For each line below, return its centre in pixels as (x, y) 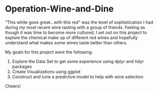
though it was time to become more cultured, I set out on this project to (76, 32)
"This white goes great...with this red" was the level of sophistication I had (79, 22)
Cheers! (13, 86)
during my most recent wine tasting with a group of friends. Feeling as (75, 27)
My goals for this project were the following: (49, 52)
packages (22, 66)
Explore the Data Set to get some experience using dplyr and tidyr (78, 61)
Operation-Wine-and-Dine (59, 9)
